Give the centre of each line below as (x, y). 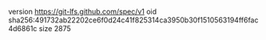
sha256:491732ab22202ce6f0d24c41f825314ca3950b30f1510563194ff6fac (133, 20)
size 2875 (55, 28)
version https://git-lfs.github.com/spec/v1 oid (83, 12)
